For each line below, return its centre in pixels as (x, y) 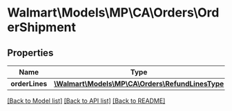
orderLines (29, 84)
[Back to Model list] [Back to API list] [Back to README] (86, 101)
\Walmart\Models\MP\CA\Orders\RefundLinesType (139, 84)
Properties (30, 53)
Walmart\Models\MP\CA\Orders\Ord (113, 13)
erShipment (42, 27)
